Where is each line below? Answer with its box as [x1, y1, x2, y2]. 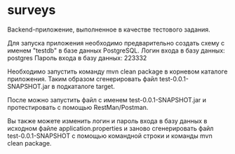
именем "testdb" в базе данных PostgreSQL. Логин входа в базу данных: [7, 46, 226, 55]
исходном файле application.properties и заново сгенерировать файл [7, 124, 214, 132]
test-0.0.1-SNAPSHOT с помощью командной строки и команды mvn [7, 132, 213, 140]
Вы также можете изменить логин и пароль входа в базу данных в [7, 116, 208, 125]
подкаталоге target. [56, 82, 116, 90]
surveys [7, 2, 56, 18]
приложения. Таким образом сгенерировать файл [7, 74, 158, 83]
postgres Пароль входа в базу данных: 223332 [7, 53, 147, 62]
